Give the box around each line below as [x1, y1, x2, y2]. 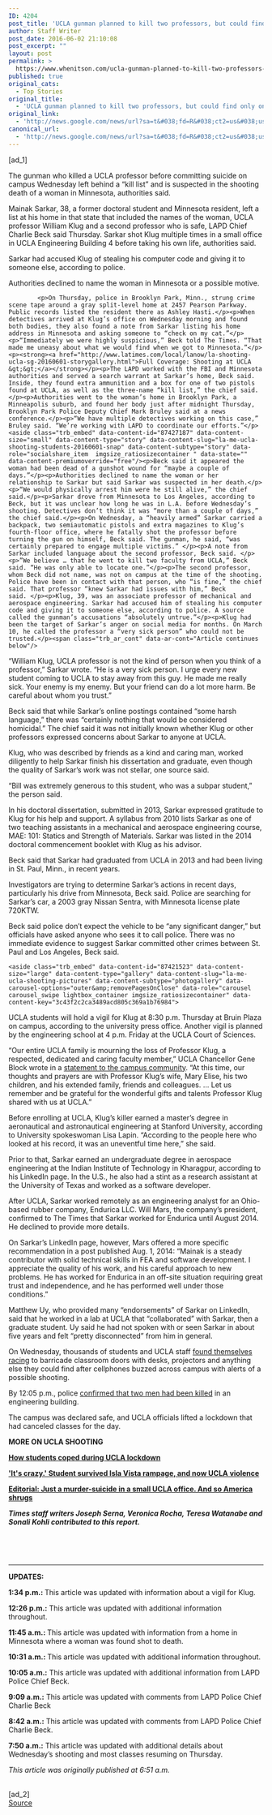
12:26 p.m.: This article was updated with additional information [8, 1603, 223, 1613]
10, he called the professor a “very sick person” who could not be [8, 627, 244, 635]
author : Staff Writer [8, 27, 82, 35]
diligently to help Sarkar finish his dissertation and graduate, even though [8, 756, 253, 766]
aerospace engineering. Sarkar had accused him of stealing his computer [8, 599, 263, 607]
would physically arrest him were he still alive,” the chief [33, 485, 249, 493]
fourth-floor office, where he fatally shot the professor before [8, 528, 237, 536]
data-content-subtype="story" [128, 443, 230, 451]
